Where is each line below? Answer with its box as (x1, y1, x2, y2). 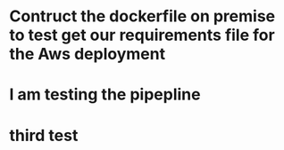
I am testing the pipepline (9, 84, 201, 105)
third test (9, 125, 79, 146)
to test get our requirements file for (9, 25, 275, 45)
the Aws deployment (9, 44, 166, 64)
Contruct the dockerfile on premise (9, 6, 276, 27)
